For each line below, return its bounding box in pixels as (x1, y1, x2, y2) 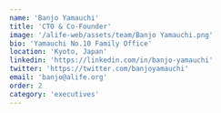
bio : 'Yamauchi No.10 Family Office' (9, 38, 153, 48)
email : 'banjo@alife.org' (9, 73, 107, 82)
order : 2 (9, 81, 43, 90)
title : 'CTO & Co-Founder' (9, 22, 112, 31)
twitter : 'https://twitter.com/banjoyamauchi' (9, 65, 189, 74)
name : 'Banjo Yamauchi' (9, 13, 100, 23)
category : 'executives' (9, 89, 100, 98)
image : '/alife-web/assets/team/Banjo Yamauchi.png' (9, 30, 214, 39)
